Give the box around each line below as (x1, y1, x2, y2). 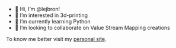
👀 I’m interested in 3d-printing (14, 12, 88, 19)
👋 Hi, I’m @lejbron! (14, 6, 60, 12)
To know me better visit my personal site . (6, 36, 107, 42)
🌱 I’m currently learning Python (14, 18, 91, 25)
